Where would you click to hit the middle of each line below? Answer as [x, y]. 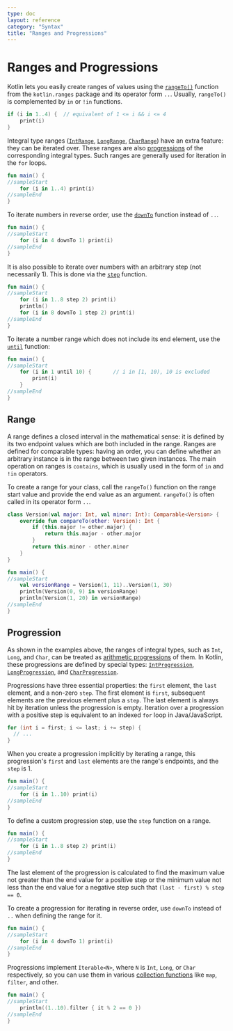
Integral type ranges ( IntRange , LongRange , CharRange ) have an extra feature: [115, 141]
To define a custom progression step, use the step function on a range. [109, 820]
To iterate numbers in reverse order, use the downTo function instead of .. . [113, 215]
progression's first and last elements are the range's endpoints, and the [113, 761]
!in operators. [28, 473]
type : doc [22, 14]
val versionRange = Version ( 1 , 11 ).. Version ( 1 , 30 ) [96, 585]
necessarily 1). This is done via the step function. [77, 274]
